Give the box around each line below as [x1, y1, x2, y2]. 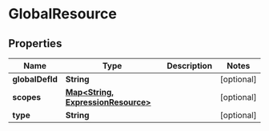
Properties [8, 37, 62, 50]
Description [167, 61, 213, 71]
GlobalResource [8, 5, 118, 23]
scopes [12, 92, 42, 102]
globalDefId [12, 73, 58, 85]
